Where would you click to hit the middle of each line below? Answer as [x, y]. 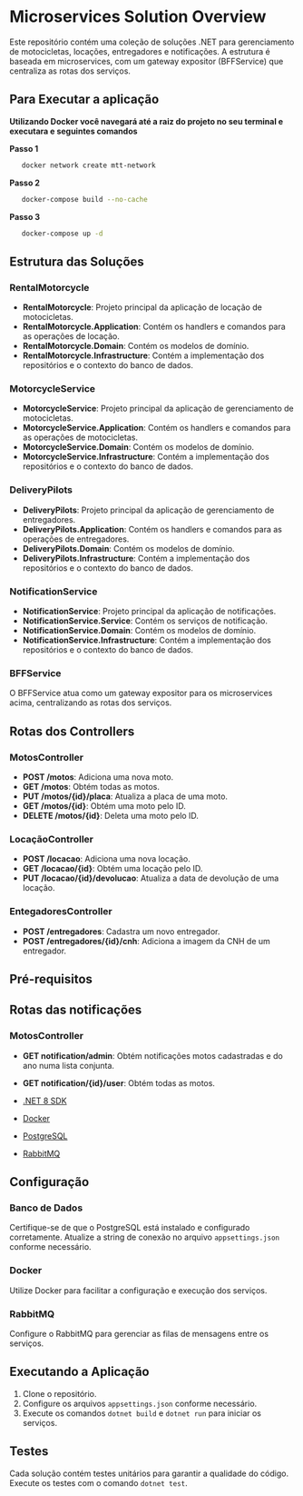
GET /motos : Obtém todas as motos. [91, 786]
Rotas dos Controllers [72, 731]
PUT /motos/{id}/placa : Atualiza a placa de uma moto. [125, 796]
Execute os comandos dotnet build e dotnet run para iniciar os [142, 1413]
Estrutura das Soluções [77, 261]
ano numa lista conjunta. [68, 1065]
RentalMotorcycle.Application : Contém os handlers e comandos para [154, 327]
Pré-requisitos [51, 979]
